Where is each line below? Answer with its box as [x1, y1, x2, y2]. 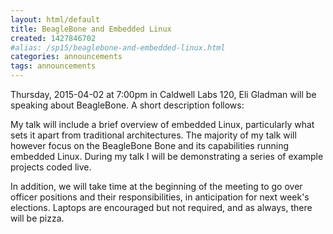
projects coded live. [10, 161, 92, 173]
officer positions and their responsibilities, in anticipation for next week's [10, 191, 310, 203]
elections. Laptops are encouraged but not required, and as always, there [10, 202, 313, 213]
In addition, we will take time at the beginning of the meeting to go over [10, 181, 303, 192]
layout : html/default [10, 14, 101, 25]
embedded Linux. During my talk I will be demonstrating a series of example [10, 151, 324, 162]
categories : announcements [10, 52, 123, 62]
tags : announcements [10, 61, 97, 71]
